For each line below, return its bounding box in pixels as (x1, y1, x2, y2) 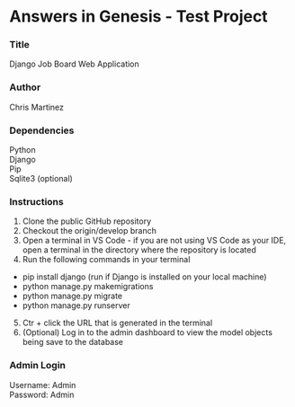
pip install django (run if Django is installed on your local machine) (22, 271, 267, 282)
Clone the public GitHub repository (22, 216, 152, 226)
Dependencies (9, 124, 75, 137)
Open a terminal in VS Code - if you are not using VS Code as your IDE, (22, 235, 286, 246)
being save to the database (22, 337, 124, 348)
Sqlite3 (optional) (9, 173, 74, 184)
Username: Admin (9, 379, 76, 390)
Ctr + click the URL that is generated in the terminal (22, 317, 213, 329)
